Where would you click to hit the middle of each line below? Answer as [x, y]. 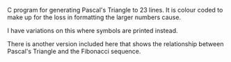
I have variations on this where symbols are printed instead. [93, 31]
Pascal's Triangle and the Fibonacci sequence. [74, 51]
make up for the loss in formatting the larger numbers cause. [94, 17]
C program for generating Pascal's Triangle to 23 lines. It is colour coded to [115, 10]
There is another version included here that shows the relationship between [115, 44]
